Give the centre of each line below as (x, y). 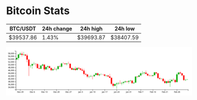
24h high (91, 29)
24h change (57, 29)
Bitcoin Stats (38, 11)
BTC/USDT (23, 29)
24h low (124, 29)
